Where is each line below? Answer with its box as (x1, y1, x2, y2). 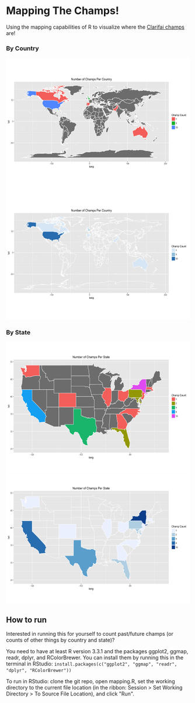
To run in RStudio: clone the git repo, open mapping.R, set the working (6, 678, 175, 685)
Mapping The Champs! (6, 4, 120, 18)
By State (6, 329, 31, 337)
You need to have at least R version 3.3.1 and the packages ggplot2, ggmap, (6, 648, 189, 655)
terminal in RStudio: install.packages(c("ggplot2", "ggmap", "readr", (6, 660, 177, 667)
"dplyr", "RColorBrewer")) (6, 668, 72, 674)
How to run (6, 615, 47, 625)
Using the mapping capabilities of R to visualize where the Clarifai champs (6, 23, 185, 30)
